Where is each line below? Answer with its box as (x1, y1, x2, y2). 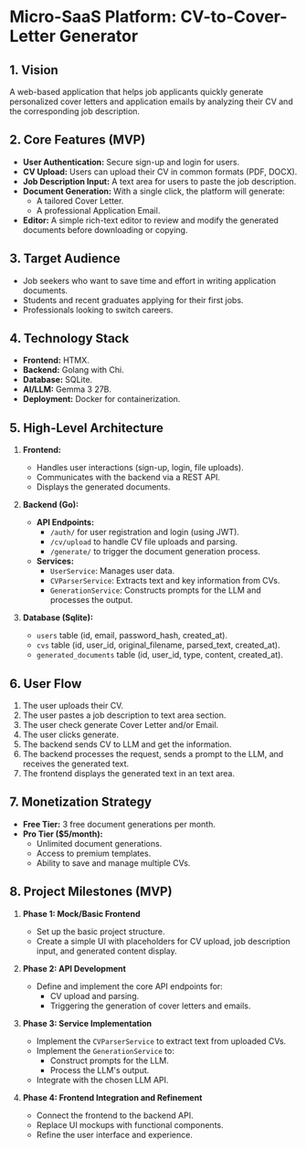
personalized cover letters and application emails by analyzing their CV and (9, 96, 294, 107)
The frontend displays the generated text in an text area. (22, 768, 236, 779)
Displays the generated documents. (36, 481, 171, 492)
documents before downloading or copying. (22, 224, 188, 235)
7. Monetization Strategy (9, 795, 153, 810)
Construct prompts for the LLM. (49, 1055, 169, 1066)
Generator (58, 26, 139, 47)
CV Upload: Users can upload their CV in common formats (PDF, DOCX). (22, 166, 298, 177)
